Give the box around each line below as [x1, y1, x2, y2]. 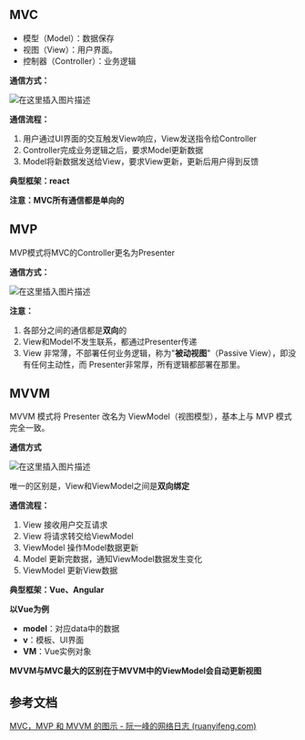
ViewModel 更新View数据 [22, 565, 118, 576]
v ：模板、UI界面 [22, 634, 85, 646]
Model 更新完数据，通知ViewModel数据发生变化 [22, 554, 203, 565]
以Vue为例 [9, 604, 50, 615]
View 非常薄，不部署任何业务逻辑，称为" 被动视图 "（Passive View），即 [22, 347, 289, 359]
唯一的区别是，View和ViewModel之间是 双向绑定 [9, 481, 189, 492]
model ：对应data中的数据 [22, 623, 120, 634]
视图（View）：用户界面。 [22, 44, 118, 55]
